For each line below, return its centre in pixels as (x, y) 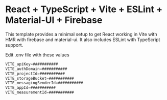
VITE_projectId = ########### (35, 74)
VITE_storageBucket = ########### (40, 78)
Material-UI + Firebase (54, 20)
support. (14, 45)
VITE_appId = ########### (31, 88)
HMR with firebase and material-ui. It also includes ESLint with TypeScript (83, 40)
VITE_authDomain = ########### (36, 69)
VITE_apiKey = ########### (32, 64)
